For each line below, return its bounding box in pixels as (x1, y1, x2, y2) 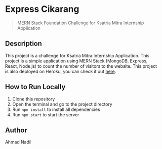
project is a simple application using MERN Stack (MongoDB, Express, (5, 58, 148, 64)
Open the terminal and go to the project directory (12, 101, 113, 107)
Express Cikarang (5, 3, 80, 15)
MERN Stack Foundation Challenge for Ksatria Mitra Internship (17, 20, 144, 26)
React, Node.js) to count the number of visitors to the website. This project (5, 63, 157, 69)
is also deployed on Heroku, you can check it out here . (5, 68, 116, 74)
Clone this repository (12, 96, 55, 102)
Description (5, 40, 42, 48)
